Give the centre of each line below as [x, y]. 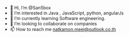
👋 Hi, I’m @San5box [30, 8]
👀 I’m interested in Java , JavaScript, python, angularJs [67, 13]
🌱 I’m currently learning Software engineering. [57, 18]
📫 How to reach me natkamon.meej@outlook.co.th [63, 29]
